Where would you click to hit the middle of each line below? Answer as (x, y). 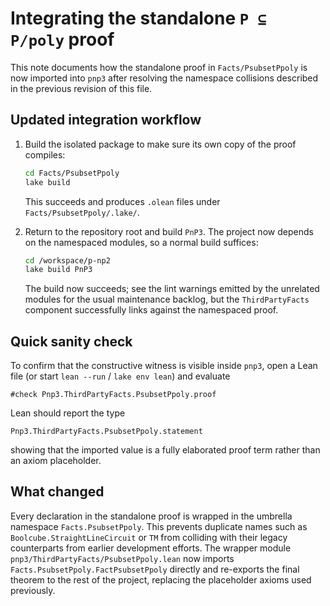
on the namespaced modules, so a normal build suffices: (141, 242)
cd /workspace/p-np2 (67, 260)
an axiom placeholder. (56, 461)
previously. (33, 590)
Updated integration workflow (106, 120)
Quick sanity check (71, 341)
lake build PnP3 (58, 270)
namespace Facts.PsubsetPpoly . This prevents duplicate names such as (159, 526)
